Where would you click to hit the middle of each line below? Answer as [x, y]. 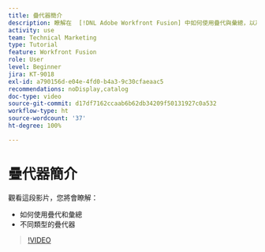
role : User [26, 60]
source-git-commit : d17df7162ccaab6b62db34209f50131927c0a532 [112, 103]
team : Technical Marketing [52, 38]
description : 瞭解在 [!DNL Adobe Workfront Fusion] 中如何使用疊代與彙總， [129, 23]
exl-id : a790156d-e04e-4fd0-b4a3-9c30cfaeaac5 [86, 81]
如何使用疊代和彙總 [51, 214]
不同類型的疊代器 [47, 224]
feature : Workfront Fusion [52, 52]
